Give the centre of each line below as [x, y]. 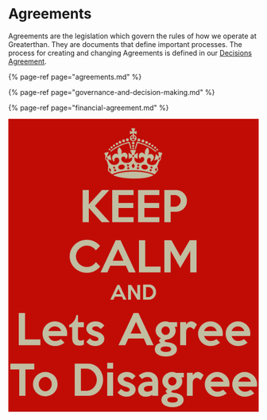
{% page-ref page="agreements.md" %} [75, 77]
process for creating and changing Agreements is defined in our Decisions [130, 53]
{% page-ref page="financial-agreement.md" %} [89, 108]
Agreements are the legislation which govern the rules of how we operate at [132, 36]
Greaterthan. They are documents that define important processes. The [125, 44]
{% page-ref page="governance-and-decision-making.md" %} [112, 92]
